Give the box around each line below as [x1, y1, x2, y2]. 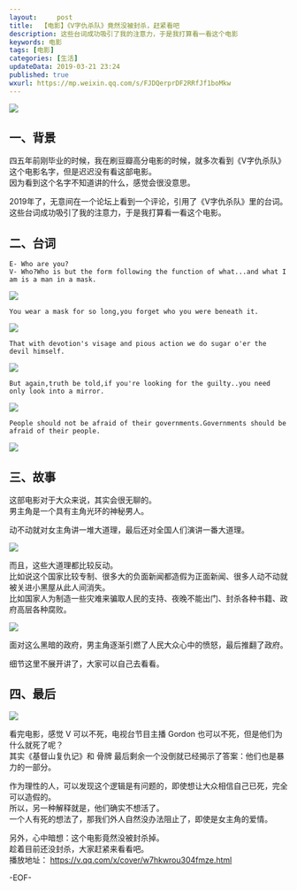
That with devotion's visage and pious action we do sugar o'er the [9, 340, 267, 349]
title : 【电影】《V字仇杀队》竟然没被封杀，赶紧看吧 [9, 21, 180, 30]
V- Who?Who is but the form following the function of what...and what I [9, 267, 287, 277]
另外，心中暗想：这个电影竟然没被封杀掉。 [9, 832, 164, 843]
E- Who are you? [9, 260, 69, 269]
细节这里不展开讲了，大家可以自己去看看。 [9, 658, 164, 669]
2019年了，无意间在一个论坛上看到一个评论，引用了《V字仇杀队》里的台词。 [9, 196, 288, 207]
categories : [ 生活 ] [9, 54, 79, 63]
